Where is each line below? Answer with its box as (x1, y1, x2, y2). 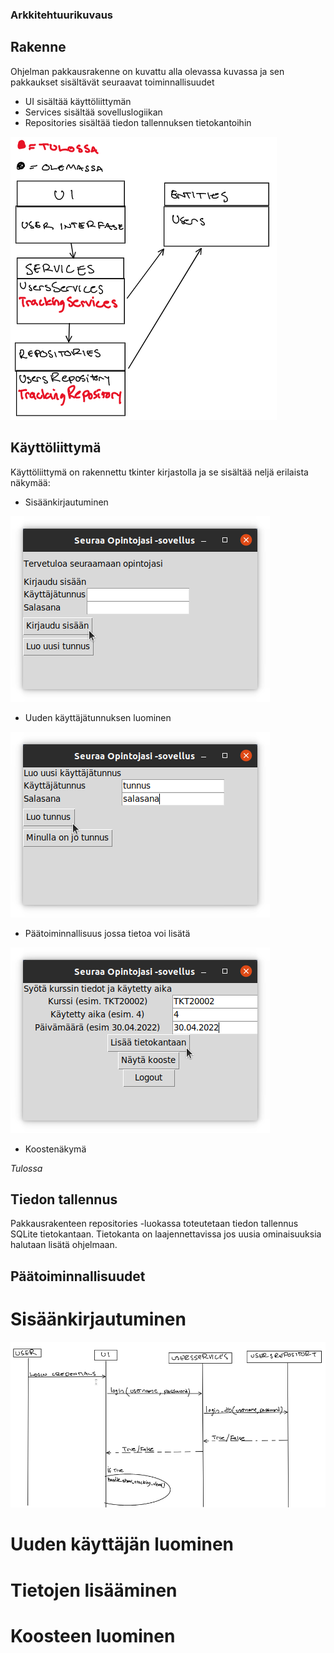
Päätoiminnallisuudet (10, 1268, 146, 1285)
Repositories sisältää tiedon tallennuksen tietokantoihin (24, 116, 252, 128)
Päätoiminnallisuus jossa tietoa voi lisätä (24, 927, 191, 939)
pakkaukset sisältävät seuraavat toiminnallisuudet (10, 76, 215, 88)
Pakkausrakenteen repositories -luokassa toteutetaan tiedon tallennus (10, 1218, 299, 1230)
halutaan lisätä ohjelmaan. (10, 1239, 118, 1251)
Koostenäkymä (24, 1143, 87, 1155)
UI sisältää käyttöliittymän (24, 95, 132, 107)
